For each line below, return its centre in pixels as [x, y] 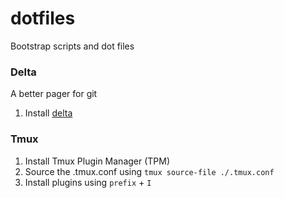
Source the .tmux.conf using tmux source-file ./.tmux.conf [149, 171]
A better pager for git [54, 94]
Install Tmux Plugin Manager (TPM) [97, 161]
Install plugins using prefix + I [88, 182]
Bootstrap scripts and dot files [72, 46]
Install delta [48, 113]
